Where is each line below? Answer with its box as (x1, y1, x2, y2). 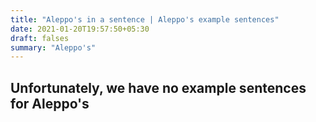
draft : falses (10, 33, 70, 43)
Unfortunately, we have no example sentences (10, 79, 307, 96)
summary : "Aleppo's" (10, 42, 97, 53)
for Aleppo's (10, 95, 90, 112)
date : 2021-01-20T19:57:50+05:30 (10, 24, 150, 34)
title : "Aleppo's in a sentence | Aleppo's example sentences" (10, 14, 280, 25)
